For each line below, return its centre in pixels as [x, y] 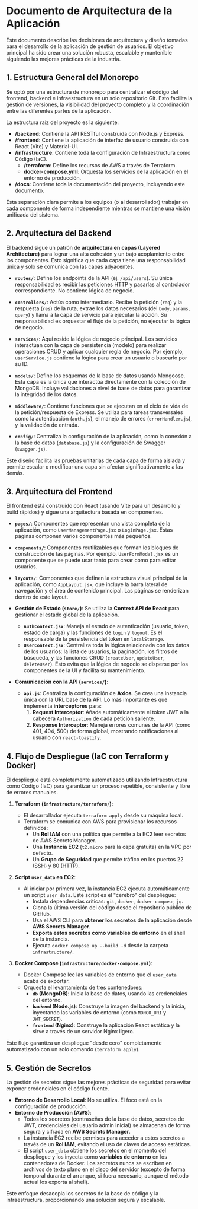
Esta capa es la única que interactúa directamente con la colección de [100, 381]
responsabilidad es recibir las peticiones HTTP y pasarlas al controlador [102, 284]
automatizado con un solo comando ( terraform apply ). [73, 1049]
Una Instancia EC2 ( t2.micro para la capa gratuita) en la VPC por [112, 847]
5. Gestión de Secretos [49, 1068]
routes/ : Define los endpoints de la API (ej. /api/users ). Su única [94, 278]
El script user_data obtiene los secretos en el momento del [95, 1150]
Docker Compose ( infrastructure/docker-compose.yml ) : [83, 963]
